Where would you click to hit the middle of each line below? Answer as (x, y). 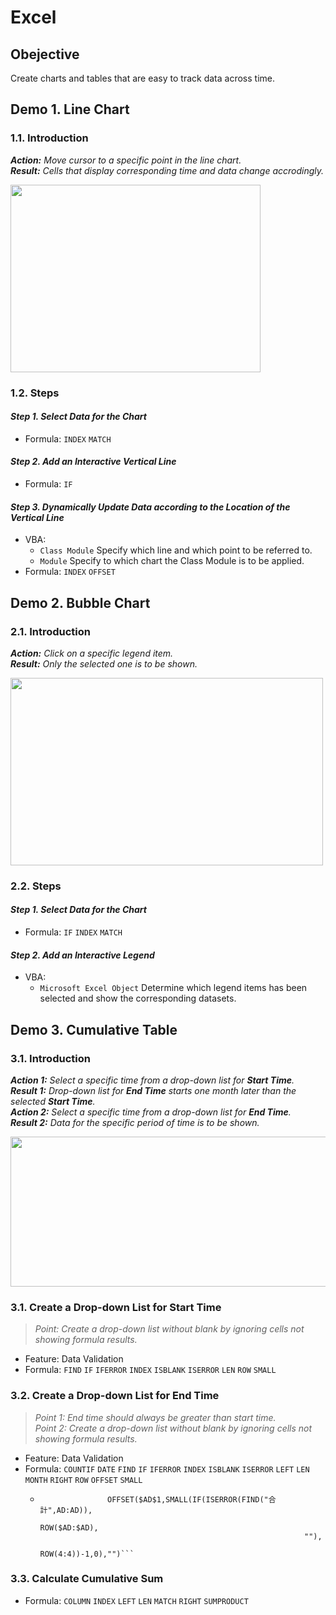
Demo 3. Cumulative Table (94, 1029)
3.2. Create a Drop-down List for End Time (115, 1396)
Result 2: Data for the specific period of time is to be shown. (135, 1122)
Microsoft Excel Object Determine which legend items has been (173, 988)
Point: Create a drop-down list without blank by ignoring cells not (169, 1329)
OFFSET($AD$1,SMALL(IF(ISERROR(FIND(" (187, 1499)
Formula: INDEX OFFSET (70, 572)
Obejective (45, 54)
